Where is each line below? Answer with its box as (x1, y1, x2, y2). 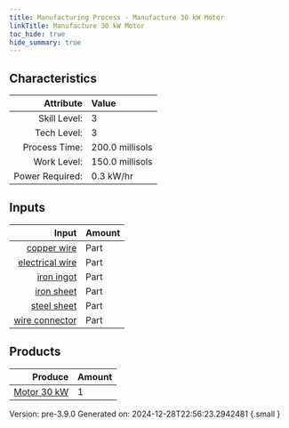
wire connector (13, 313, 77, 326)
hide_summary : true (9, 37, 82, 47)
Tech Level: (35, 126, 83, 139)
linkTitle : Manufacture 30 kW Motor (9, 21, 145, 30)
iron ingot (36, 271, 77, 283)
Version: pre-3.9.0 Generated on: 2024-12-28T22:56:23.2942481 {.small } (9, 408, 281, 419)
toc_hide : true (9, 29, 66, 38)
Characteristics (9, 70, 98, 85)
